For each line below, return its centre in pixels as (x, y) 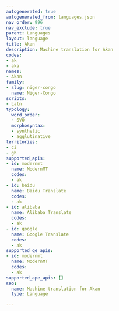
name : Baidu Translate (39, 191)
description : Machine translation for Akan (60, 50)
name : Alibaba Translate (41, 213)
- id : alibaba (23, 207)
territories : (22, 142)
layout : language (27, 39)
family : (15, 82)
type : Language (30, 294)
